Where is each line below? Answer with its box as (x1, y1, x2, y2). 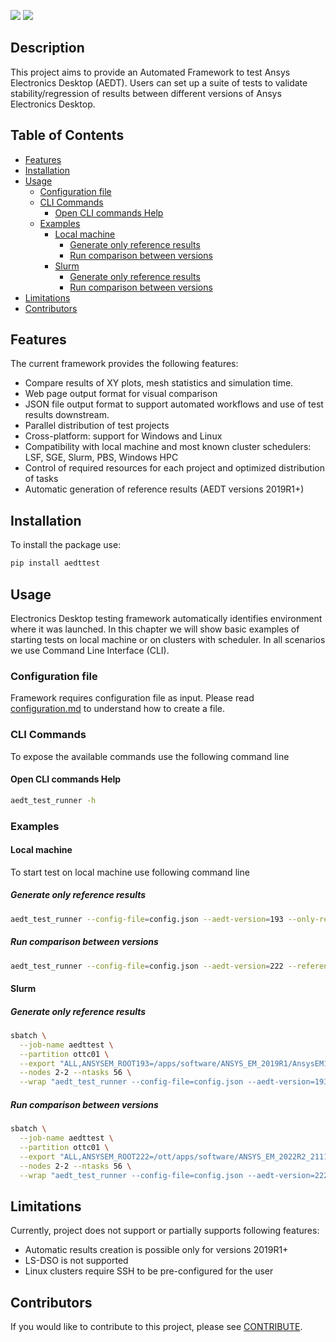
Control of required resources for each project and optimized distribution (24, 462, 325, 474)
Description (10, 40, 85, 57)
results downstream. (24, 409, 110, 421)
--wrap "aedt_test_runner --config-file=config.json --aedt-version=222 (19, 1170, 329, 1180)
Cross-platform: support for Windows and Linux (24, 430, 223, 442)
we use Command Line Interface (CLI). (10, 644, 170, 656)
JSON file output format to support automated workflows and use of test (24, 398, 324, 410)
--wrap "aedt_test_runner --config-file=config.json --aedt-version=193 (19, 1077, 329, 1087)
